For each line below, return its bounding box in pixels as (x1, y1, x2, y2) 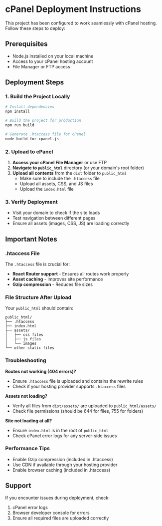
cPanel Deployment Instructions (5, 3, 141, 15)
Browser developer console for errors (12, 510, 90, 516)
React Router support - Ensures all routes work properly (12, 270, 129, 276)
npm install (5, 109, 30, 114)
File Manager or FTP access (12, 63, 71, 69)
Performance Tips (5, 445, 50, 452)
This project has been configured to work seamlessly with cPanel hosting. (5, 20, 157, 26)
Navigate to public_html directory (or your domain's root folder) (12, 165, 145, 171)
